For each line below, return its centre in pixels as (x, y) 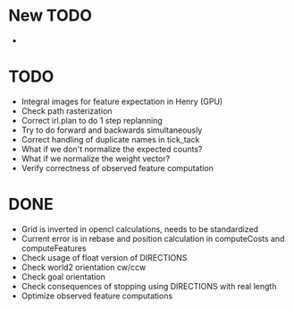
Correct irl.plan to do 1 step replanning (92, 120)
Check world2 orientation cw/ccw (84, 267)
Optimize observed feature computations (97, 296)
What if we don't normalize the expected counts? (112, 149)
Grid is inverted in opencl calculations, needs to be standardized (140, 228)
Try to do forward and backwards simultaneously (112, 130)
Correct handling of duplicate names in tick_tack (110, 139)
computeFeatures (54, 248)
